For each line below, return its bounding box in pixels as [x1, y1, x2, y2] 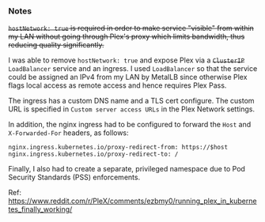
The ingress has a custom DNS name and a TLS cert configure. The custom [8, 96, 255, 106]
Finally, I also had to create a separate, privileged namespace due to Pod [8, 164, 245, 174]
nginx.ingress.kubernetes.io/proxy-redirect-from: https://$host [8, 144, 228, 152]
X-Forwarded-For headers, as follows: [8, 128, 129, 137]
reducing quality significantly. [8, 40, 104, 50]
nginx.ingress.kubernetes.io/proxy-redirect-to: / [8, 150, 179, 159]
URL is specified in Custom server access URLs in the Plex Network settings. [8, 104, 256, 114]
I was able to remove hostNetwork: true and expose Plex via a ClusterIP [8, 55, 245, 65]
